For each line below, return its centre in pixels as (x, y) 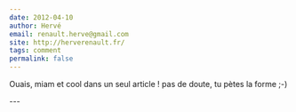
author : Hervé (36, 26)
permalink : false (41, 59)
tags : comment (36, 51)
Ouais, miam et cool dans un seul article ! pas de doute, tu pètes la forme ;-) (148, 84)
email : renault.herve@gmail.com (69, 34)
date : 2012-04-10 (41, 17)
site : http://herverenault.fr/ (67, 42)
